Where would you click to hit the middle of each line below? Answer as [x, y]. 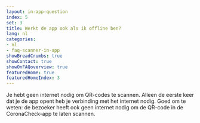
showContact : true [29, 61]
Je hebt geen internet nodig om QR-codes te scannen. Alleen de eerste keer [100, 95]
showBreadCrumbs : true [34, 56]
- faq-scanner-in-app [33, 51]
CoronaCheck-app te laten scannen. [51, 114]
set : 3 [14, 23]
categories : [21, 39]
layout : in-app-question [37, 12]
